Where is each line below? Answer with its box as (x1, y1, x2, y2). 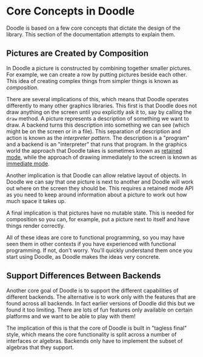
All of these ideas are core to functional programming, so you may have (6, 233, 185, 241)
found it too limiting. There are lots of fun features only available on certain (6, 306, 193, 313)
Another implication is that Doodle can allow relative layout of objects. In (6, 172, 187, 179)
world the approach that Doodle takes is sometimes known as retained (6, 147, 182, 154)
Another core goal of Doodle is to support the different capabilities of (6, 287, 179, 294)
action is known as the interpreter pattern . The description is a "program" (6, 134, 190, 141)
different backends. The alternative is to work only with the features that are (6, 293, 196, 301)
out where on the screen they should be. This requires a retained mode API (6, 184, 194, 192)
